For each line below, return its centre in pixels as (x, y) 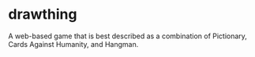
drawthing (43, 14)
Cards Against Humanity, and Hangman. (73, 44)
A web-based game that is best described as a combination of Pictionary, (127, 36)
